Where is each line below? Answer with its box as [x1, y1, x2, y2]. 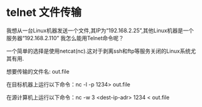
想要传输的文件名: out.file [6, 67, 70, 75]
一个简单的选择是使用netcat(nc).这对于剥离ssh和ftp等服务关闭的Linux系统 [6, 47, 191, 55]
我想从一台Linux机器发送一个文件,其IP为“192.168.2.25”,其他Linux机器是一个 [6, 27, 194, 34]
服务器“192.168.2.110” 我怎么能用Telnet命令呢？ [6, 34, 124, 41]
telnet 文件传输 [6, 5, 82, 19]
